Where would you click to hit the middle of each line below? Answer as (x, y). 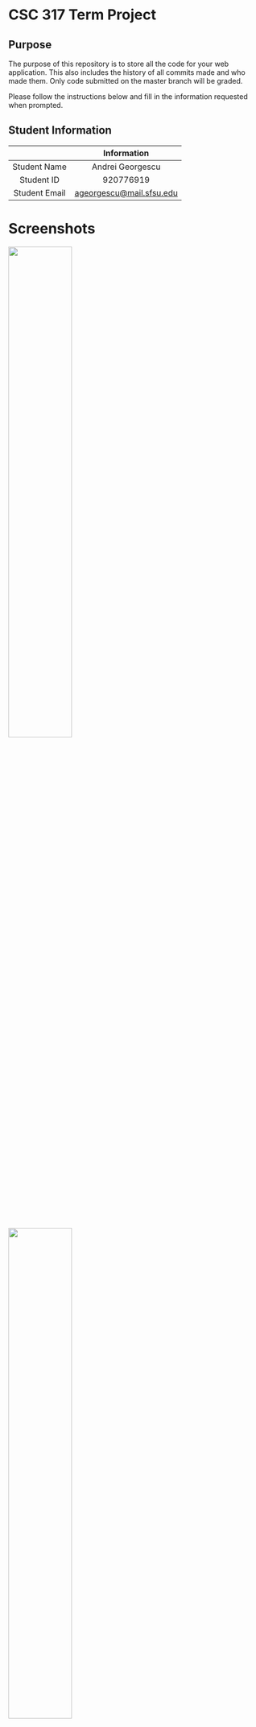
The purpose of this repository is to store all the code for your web (119, 64)
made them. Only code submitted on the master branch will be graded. (126, 81)
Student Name (39, 167)
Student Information (60, 130)
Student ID (40, 180)
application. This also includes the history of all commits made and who (127, 72)
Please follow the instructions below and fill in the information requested (128, 97)
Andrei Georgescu (126, 167)
